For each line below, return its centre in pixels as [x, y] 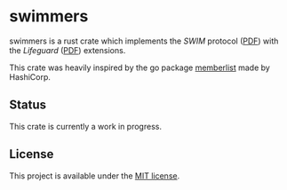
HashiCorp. [30, 76]
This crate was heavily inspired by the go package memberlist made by [140, 67]
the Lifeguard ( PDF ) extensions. [68, 50]
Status [28, 105]
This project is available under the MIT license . [95, 176]
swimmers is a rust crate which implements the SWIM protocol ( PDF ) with [144, 41]
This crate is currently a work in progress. [86, 126]
